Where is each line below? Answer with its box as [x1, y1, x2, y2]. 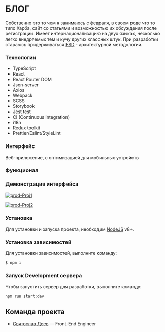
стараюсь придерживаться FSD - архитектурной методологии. [5, 41, 143, 47]
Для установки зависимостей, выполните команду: [5, 250, 117, 256]
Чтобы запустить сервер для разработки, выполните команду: [5, 283, 142, 289]
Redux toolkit [12, 125, 41, 131]
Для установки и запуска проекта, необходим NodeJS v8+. [5, 226, 135, 232]
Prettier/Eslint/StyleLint [12, 130, 61, 136]
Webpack [12, 92, 33, 99]
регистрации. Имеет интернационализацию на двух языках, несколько [5, 30, 160, 36]
